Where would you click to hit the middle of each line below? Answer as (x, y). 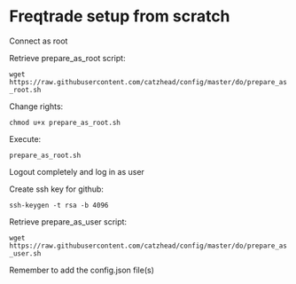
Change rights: (36, 106)
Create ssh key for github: (57, 189)
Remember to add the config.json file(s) (82, 270)
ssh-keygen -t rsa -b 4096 (59, 205)
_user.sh (25, 253)
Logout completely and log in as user (77, 171)
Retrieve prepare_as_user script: (68, 221)
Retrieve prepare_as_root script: (67, 58)
